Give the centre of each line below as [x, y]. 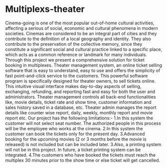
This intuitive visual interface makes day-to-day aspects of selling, [73, 86]
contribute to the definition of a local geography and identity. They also [78, 39]
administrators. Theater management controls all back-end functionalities [81, 97]
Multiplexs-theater [45, 9]
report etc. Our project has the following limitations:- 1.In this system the [79, 118]
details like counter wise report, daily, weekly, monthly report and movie [79, 112]
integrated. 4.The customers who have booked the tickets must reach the [81, 155]
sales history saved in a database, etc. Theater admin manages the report [81, 107]
